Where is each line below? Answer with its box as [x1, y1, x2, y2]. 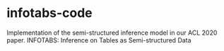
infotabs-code [6, 5, 93, 21]
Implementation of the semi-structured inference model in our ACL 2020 [6, 28, 218, 37]
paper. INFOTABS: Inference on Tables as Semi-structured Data [6, 35, 191, 44]
